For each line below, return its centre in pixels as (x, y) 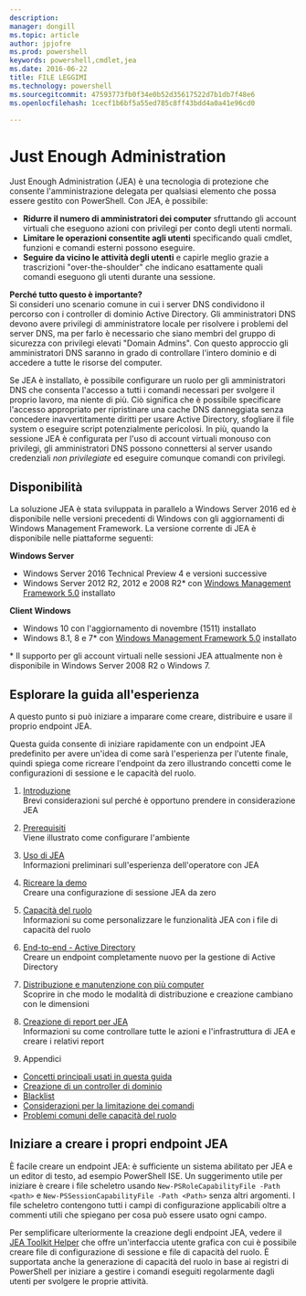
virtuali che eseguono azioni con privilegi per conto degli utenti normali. (158, 229)
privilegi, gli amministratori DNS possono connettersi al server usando (141, 448)
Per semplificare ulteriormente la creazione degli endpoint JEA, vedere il (146, 1232)
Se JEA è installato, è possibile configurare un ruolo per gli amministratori (148, 380)
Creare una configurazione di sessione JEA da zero (119, 892)
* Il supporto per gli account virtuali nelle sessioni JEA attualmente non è (146, 656)
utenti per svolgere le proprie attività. (79, 1280)
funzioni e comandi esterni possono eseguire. (109, 248)
